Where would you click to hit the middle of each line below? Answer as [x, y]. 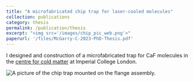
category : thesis [28, 22]
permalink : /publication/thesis [46, 28]
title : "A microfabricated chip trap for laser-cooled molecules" [90, 11]
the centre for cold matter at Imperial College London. [72, 61]
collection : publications [38, 17]
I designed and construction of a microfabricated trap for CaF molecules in [97, 55]
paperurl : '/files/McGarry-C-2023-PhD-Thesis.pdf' [70, 39]
